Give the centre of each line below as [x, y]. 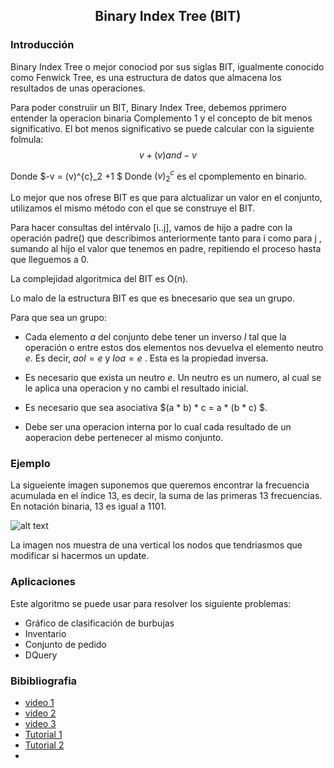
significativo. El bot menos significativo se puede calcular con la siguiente [162, 128]
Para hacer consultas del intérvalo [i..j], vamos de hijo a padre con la [151, 228]
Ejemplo [30, 464]
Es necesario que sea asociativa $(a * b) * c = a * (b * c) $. [146, 408]
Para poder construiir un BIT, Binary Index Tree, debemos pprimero [148, 107]
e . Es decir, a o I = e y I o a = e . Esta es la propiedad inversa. [146, 358]
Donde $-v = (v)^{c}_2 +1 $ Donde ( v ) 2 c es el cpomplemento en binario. [158, 176]
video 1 [39, 703]
